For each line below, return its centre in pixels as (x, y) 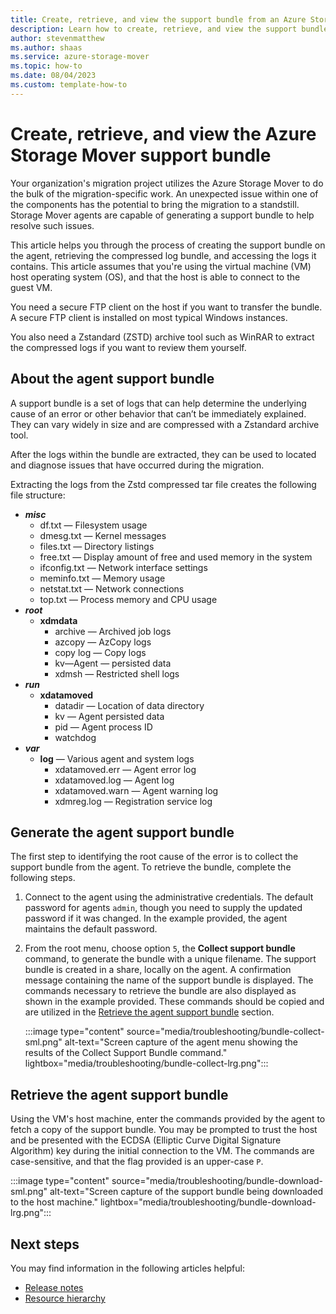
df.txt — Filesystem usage (93, 525)
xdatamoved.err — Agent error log (125, 769)
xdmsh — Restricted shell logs (117, 673)
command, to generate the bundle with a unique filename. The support (170, 959)
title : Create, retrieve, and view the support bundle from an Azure (158, 19)
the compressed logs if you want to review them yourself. (128, 347)
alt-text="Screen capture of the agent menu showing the (181, 1042)
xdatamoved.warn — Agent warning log (136, 790)
